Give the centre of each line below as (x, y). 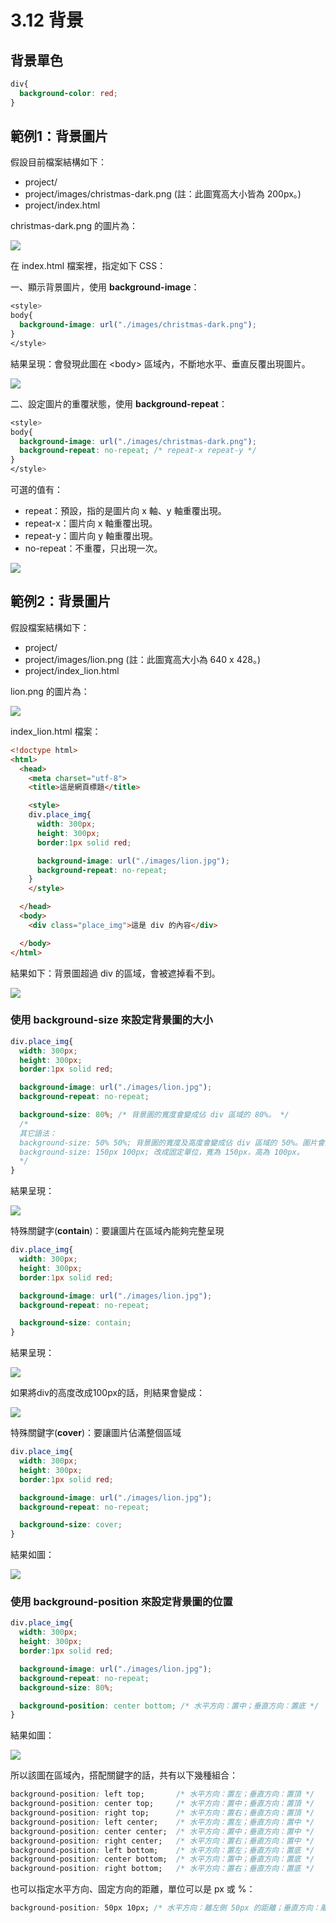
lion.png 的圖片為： (50, 691)
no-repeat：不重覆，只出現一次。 (93, 548)
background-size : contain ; (75, 1323)
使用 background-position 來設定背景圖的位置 (121, 1602)
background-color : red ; (68, 93)
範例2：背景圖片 (61, 601)
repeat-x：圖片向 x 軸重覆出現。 (91, 523)
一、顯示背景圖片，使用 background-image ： (105, 287)
